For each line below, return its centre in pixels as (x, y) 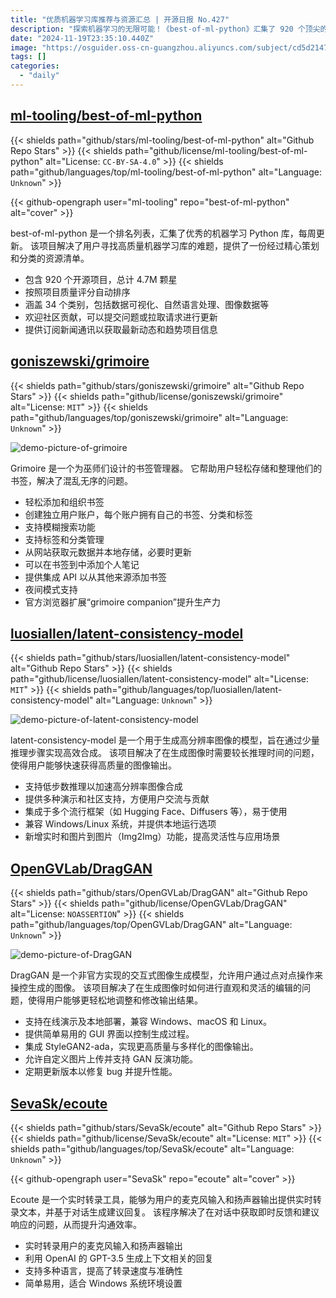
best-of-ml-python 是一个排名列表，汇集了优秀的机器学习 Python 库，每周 (163, 233)
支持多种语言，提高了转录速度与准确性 (103, 1270)
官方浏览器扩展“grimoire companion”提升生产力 (122, 602)
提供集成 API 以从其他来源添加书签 (96, 577)
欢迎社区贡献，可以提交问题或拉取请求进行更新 (121, 317)
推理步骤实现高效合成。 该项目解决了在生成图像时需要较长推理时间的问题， (165, 753)
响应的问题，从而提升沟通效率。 (76, 1224)
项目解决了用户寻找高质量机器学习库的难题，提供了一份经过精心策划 (179, 245)
